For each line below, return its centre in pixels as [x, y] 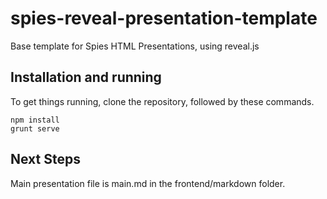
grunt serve [35, 128]
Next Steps [45, 159]
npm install [35, 120]
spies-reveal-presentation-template [164, 18]
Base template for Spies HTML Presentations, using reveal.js [135, 46]
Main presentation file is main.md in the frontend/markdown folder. [148, 183]
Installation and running [86, 77]
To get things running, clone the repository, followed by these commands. [162, 101]
